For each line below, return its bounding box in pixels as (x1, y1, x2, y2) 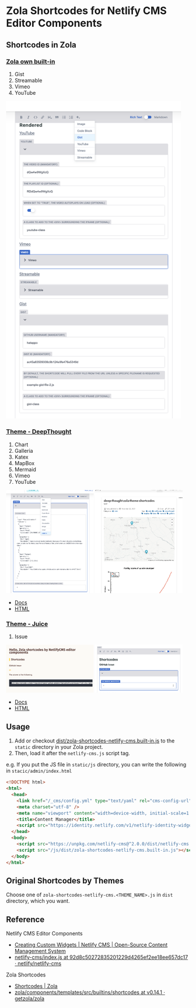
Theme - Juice (6, 620, 48, 628)
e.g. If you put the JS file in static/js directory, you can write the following (6, 761, 187, 768)
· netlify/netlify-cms (14, 960, 62, 967)
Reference (6, 914, 45, 924)
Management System (14, 948, 66, 955)
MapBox (14, 459, 35, 466)
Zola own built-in (6, 57, 55, 66)
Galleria (14, 447, 33, 454)
